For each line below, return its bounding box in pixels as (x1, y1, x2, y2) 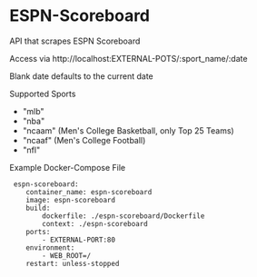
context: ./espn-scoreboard (42, 219, 148, 228)
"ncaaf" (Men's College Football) (22, 134, 146, 145)
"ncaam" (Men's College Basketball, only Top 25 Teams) (22, 124, 234, 136)
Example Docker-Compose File (9, 162, 125, 173)
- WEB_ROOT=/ (42, 251, 92, 260)
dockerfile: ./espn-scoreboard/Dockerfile (42, 211, 205, 221)
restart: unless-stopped (25, 259, 120, 268)
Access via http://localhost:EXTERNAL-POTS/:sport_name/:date (9, 53, 248, 64)
